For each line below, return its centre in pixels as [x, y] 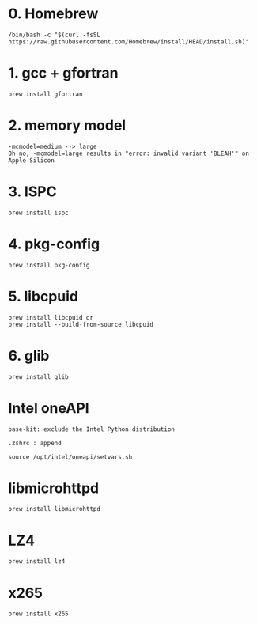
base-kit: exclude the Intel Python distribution [92, 429]
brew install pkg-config [49, 265]
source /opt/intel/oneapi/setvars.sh [70, 457]
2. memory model [67, 125]
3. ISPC [32, 191]
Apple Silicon [32, 160]
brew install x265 [38, 614]
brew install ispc [38, 213]
